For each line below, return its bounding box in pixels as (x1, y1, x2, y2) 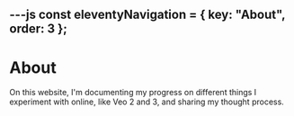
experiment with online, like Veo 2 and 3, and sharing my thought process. (9, 96, 285, 107)
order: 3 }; (9, 22, 67, 37)
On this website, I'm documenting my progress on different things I (9, 87, 257, 98)
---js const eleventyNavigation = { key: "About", (9, 7, 286, 22)
